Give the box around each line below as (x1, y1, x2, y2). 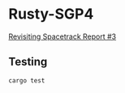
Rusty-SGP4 (8, 5, 94, 23)
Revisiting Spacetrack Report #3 (8, 32, 116, 41)
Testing (8, 55, 48, 69)
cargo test (8, 76, 45, 85)
